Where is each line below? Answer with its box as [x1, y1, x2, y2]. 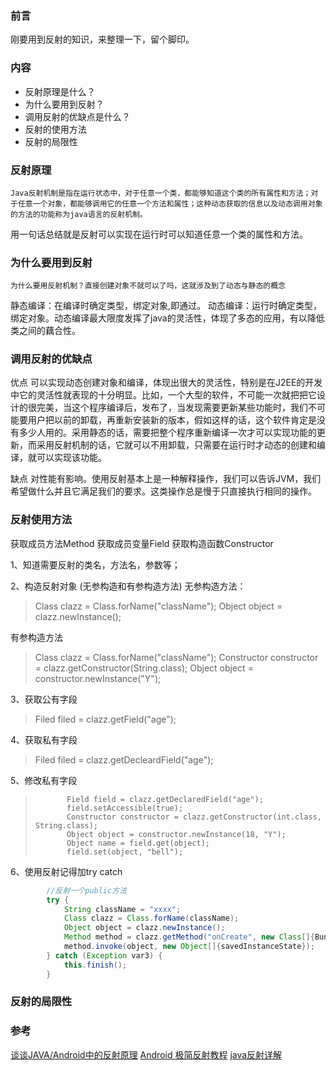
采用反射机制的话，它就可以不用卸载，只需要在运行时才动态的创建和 [36, 439, 317, 451]
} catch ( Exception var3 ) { [46, 950, 163, 961]
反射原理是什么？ [24, 85, 96, 97]
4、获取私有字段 [10, 733, 78, 746]
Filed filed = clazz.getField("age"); [34, 713, 177, 725]
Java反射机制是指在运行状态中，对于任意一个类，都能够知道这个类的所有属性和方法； [10, 188, 312, 198]
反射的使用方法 [24, 123, 87, 135]
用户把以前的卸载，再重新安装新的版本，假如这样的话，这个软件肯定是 [27, 414, 317, 426]
